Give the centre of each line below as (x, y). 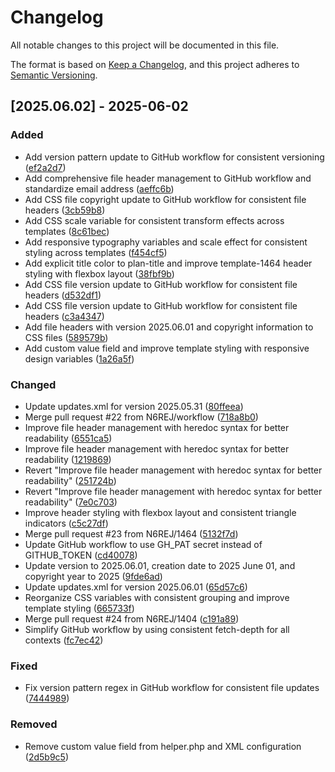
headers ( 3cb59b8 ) (65, 210)
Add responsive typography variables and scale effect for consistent (166, 242)
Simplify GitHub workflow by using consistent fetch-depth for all (157, 629)
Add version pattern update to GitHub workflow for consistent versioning (174, 157)
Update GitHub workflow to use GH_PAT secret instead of (143, 544)
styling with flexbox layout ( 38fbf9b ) (99, 273)
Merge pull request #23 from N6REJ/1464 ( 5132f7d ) (131, 533)
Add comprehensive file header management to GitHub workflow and (168, 178)
